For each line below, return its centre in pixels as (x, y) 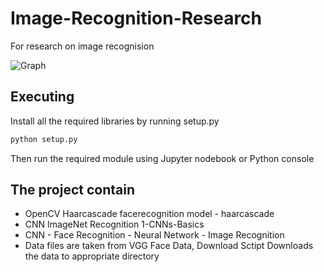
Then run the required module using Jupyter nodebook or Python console (162, 158)
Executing (42, 97)
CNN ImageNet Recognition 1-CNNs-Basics (114, 224)
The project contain (73, 190)
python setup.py (44, 139)
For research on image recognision (82, 46)
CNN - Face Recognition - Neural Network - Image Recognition (154, 235)
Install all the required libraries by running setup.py (115, 121)
